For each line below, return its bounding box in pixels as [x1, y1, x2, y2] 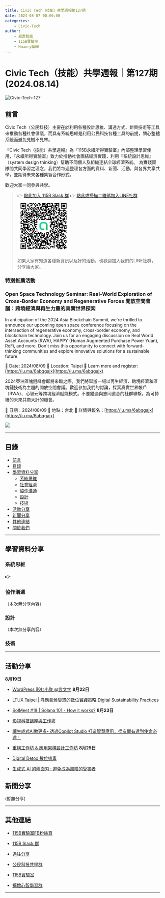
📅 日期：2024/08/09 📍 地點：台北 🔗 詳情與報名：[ [5, 407, 107, 413]
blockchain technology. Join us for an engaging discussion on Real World [5, 332, 154, 338]
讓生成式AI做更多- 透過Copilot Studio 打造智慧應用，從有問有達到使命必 [12, 728, 157, 734]
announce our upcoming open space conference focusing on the [5, 322, 137, 328]
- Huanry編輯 [14, 44, 39, 49]
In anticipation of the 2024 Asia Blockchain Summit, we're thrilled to [5, 316, 142, 322]
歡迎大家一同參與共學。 [5, 182, 53, 188]
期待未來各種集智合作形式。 [18, 171, 74, 177]
